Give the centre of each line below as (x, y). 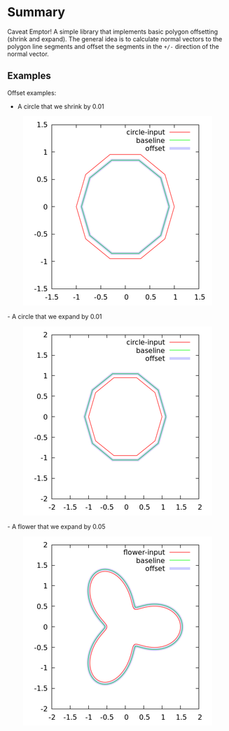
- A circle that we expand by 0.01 (55, 316)
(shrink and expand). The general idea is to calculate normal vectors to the (115, 39)
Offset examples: (32, 92)
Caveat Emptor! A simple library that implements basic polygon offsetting (113, 32)
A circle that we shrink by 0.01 (61, 106)
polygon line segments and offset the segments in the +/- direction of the (113, 46)
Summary (36, 12)
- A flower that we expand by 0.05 (57, 527)
